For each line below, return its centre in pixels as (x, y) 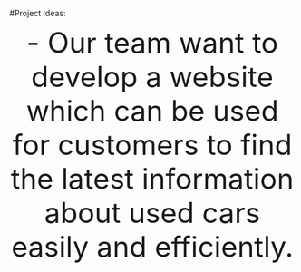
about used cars (152, 213)
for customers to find (152, 145)
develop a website (152, 77)
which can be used (152, 111)
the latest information (152, 179)
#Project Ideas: (38, 13)
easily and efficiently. (152, 247)
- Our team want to (152, 43)
